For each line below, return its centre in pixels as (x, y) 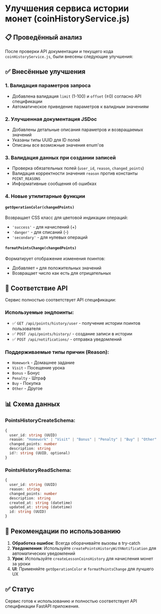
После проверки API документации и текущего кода (59, 51)
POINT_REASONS (26, 179)
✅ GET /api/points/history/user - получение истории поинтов (76, 323)
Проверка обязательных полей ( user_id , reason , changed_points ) (78, 168)
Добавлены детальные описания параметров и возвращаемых (78, 130)
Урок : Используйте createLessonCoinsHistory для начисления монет (82, 558)
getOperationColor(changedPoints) (40, 207)
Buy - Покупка (26, 383)
